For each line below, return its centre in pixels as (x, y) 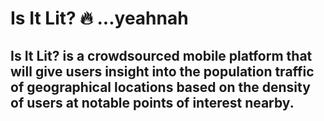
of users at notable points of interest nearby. (152, 102)
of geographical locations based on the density (160, 87)
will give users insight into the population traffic (162, 71)
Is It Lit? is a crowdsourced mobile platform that (161, 55)
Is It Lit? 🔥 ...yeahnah (99, 18)
